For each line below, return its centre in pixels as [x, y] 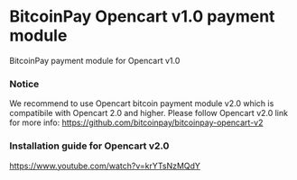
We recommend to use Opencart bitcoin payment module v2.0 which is [142, 103]
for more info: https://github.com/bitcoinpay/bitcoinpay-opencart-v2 [136, 122]
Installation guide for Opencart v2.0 [89, 146]
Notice [24, 84]
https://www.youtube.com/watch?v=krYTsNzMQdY [105, 166]
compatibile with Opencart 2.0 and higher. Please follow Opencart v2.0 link [149, 113]
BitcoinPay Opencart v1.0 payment [142, 17]
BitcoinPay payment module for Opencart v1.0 [95, 60]
